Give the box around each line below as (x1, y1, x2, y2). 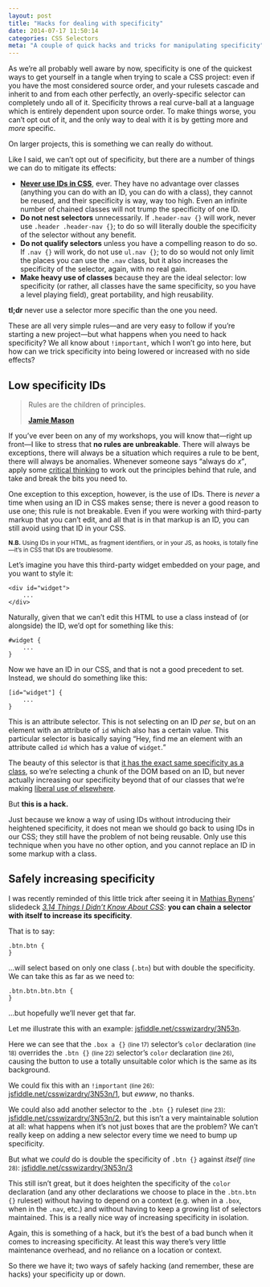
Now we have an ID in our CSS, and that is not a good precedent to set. (8, 664, 244, 674)
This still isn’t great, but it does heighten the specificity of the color (8, 1178, 231, 1188)
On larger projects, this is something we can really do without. (8, 139, 214, 149)
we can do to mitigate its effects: (8, 163, 117, 173)
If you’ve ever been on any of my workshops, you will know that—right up (8, 431, 252, 441)
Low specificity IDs (8, 379, 106, 392)
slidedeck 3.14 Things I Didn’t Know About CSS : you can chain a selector (8, 902, 252, 912)
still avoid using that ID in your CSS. (8, 523, 126, 533)
